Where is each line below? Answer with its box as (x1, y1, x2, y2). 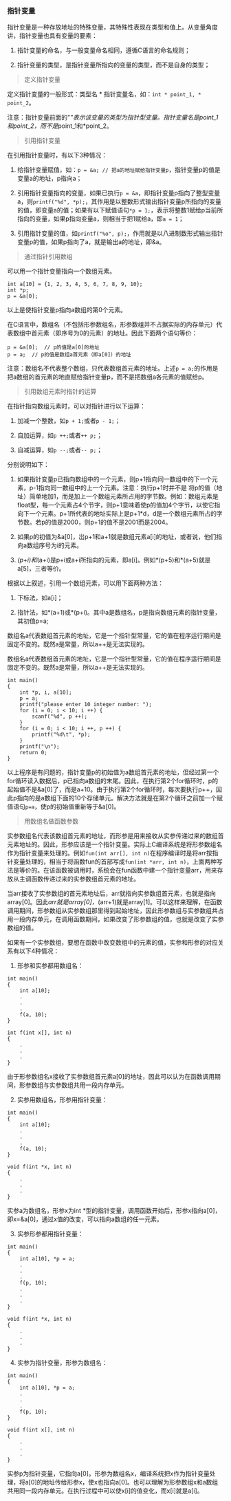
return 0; (19, 749, 48, 756)
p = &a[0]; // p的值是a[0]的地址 (7, 344, 100, 351)
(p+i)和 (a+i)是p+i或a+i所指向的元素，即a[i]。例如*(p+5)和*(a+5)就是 (16, 556, 211, 565)
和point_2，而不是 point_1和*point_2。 (7, 122, 113, 130)
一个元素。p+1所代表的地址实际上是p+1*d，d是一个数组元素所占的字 (29, 510, 223, 518)
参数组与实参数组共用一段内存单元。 (25, 1081, 128, 1089)
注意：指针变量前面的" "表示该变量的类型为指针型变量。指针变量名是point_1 (7, 113, 219, 122)
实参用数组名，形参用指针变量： (16, 1095, 108, 1104)
